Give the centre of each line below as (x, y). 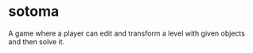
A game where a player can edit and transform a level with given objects (127, 33)
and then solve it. (37, 41)
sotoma (34, 11)
